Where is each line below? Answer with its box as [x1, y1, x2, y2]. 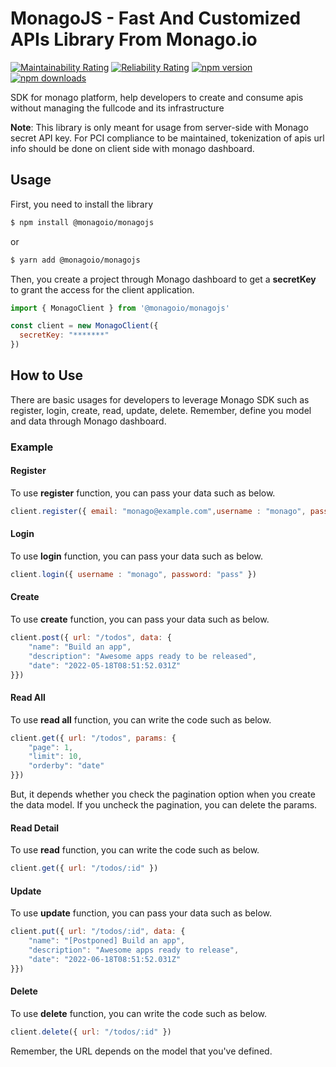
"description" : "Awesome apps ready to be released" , [28, 651, 257, 661]
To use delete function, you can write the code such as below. [10, 1007, 267, 1019]
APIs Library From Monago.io [10, 28, 258, 51]
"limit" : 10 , [28, 752, 83, 762]
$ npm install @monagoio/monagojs [10, 217, 155, 227]
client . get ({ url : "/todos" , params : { [10, 733, 177, 743]
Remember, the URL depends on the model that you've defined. [10, 1045, 273, 1057]
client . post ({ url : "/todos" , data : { [10, 633, 172, 643]
